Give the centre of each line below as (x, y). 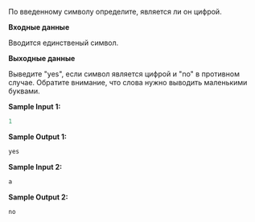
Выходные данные (42, 58)
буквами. (24, 91)
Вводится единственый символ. (64, 43)
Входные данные (39, 27)
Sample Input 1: (35, 107)
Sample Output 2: (38, 197)
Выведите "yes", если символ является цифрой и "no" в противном (124, 74)
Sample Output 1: (37, 137)
